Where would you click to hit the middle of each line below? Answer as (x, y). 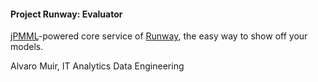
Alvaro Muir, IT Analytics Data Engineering (97, 66)
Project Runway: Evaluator (66, 14)
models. (27, 47)
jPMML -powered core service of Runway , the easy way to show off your (159, 36)
